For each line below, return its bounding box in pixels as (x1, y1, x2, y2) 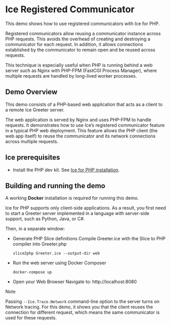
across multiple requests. (5, 138, 59, 144)
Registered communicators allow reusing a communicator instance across (5, 30, 161, 36)
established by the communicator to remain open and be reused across (5, 47, 156, 53)
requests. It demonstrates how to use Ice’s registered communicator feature (5, 122, 165, 128)
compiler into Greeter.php (12, 241, 67, 247)
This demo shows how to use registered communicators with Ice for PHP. (5, 20, 160, 27)
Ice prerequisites (5, 153, 60, 162)
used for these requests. (5, 315, 57, 321)
